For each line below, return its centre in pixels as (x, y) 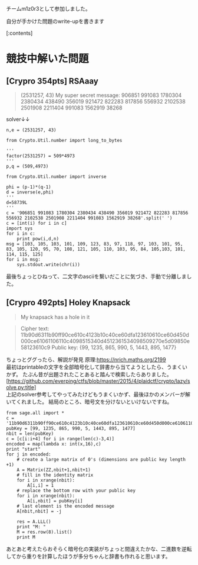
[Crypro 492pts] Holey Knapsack (68, 303)
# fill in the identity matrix (55, 475)
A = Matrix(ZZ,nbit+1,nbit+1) (54, 470)
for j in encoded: (29, 454)
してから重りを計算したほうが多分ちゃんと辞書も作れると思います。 (88, 556)
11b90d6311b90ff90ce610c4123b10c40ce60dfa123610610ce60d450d (105, 335)
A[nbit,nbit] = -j (39, 511)
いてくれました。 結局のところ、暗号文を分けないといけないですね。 (89, 402)
